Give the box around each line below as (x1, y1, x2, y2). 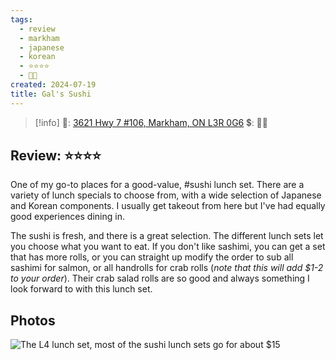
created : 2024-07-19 (10, 80, 97, 90)
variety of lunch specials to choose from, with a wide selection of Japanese (10, 189, 322, 201)
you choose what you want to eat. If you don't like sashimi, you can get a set (10, 241, 326, 253)
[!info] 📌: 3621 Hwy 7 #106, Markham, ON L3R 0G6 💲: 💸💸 (34, 116, 268, 128)
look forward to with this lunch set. (10, 283, 153, 295)
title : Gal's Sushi (10, 89, 92, 99)
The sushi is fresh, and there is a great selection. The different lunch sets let (10, 230, 324, 242)
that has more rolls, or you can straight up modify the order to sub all (10, 251, 294, 263)
